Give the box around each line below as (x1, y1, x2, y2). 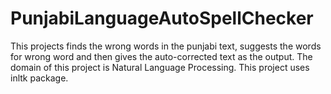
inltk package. (10, 72, 69, 84)
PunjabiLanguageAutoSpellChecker (10, 7, 314, 30)
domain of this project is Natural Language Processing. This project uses (10, 61, 310, 73)
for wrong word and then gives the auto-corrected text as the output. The (10, 50, 313, 62)
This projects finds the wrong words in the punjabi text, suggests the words (10, 40, 322, 52)
